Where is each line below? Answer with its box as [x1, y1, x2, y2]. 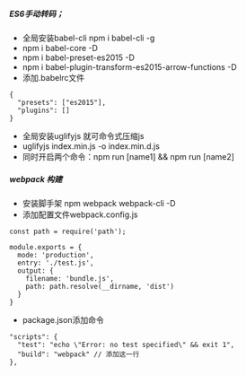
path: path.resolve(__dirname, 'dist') [25, 282, 175, 291]
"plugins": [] [17, 106, 70, 115]
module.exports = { [9, 242, 83, 251]
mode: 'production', [17, 250, 94, 259]
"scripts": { [9, 332, 58, 341]
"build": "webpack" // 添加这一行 [17, 350, 140, 359]
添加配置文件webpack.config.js [22, 209, 138, 220]
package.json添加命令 [22, 314, 105, 325]
